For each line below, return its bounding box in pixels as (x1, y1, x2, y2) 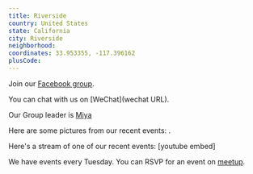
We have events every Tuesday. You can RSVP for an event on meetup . (8, 156, 246, 166)
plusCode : (8, 57, 42, 65)
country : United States (8, 19, 89, 27)
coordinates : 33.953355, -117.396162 (8, 49, 136, 57)
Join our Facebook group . (8, 78, 95, 89)
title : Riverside (8, 11, 67, 20)
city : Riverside (8, 34, 63, 43)
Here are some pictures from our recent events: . (8, 126, 171, 135)
